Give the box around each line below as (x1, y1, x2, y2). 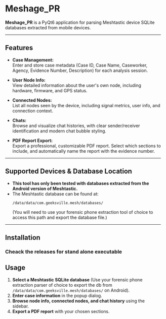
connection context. (12, 108, 53, 114)
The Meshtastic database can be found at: (12, 191, 99, 196)
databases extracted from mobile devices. (5, 24, 91, 30)
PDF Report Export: (12, 137, 53, 143)
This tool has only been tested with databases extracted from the (12, 180, 149, 186)
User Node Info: (12, 77, 46, 83)
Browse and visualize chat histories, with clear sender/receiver (12, 123, 140, 128)
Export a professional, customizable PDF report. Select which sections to (12, 142, 161, 149)
